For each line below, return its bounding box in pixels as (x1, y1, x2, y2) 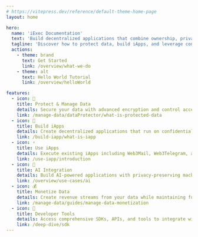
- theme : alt (16, 68, 49, 74)
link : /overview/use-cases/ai (16, 178, 91, 184)
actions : (11, 47, 33, 53)
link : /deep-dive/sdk (16, 222, 70, 228)
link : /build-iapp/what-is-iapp (16, 134, 96, 140)
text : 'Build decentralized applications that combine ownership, (11, 36, 178, 42)
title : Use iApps (16, 145, 60, 151)
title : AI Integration (16, 167, 72, 173)
